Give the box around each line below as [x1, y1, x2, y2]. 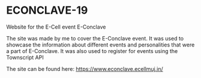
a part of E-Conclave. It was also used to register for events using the [6, 47, 178, 54]
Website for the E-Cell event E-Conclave [6, 23, 106, 30]
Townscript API [6, 54, 44, 61]
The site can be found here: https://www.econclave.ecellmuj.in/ [6, 65, 163, 72]
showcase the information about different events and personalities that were [6, 41, 195, 48]
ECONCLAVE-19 [6, 4, 88, 17]
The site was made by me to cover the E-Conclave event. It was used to [6, 35, 184, 42]
